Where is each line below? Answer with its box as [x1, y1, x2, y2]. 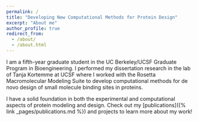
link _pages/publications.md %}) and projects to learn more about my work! [6, 108, 193, 115]
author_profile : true [6, 25, 60, 32]
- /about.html [11, 42, 47, 48]
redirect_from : [6, 31, 44, 37]
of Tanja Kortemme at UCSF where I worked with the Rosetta [6, 71, 156, 78]
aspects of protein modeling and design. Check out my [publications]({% [6, 101, 187, 108]
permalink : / [6, 8, 39, 15]
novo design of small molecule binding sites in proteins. [6, 83, 144, 91]
